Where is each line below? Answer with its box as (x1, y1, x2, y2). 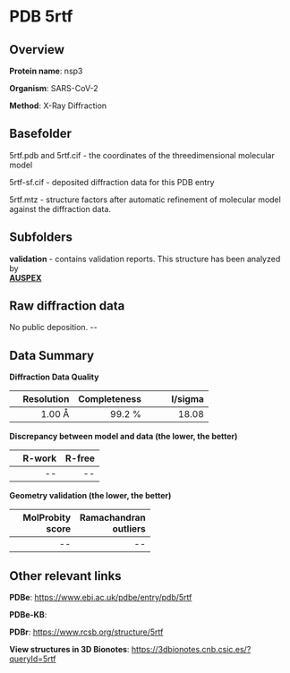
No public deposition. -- (9, 322, 98, 333)
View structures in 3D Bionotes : (9, 644, 130, 655)
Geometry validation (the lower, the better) (9, 490, 172, 501)
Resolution (22, 393, 70, 405)
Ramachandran (79, 512, 146, 524)
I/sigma (171, 393, 204, 405)
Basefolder (9, 126, 72, 141)
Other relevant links (9, 568, 123, 584)
